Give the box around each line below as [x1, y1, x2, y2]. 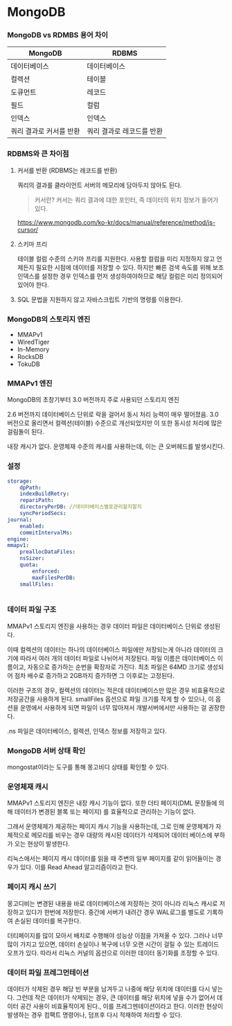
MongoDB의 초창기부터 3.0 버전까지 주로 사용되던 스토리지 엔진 [7, 396, 180, 404]
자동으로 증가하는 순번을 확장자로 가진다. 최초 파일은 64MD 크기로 [27, 663, 206, 671]
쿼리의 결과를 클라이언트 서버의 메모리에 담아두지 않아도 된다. [17, 181, 182, 189]
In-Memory [17, 345, 50, 354]
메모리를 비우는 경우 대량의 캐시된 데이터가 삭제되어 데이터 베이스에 [30, 831, 213, 840]
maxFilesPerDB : [32, 574, 76, 581]
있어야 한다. [17, 280, 50, 288]
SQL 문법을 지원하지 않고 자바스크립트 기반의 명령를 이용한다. [17, 295, 183, 304]
